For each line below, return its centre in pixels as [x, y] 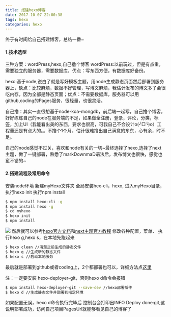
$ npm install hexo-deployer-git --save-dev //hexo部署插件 [69, 287]
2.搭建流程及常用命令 [27, 174]
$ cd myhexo [18, 211]
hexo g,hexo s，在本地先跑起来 [42, 237]
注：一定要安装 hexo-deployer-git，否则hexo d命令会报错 [65, 278]
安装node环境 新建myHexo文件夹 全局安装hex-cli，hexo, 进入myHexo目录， [85, 186]
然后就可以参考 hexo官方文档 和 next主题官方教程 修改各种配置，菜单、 [84, 231]
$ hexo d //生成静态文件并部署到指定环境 [45, 292]
